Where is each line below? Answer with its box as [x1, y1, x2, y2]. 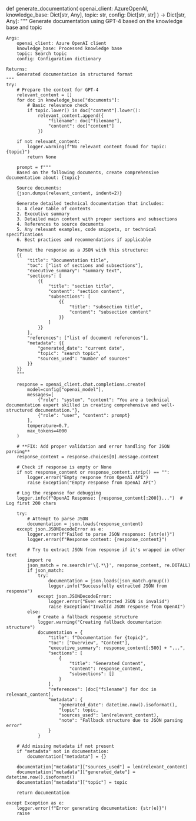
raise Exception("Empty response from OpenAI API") [27, 480, 157, 486]
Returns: [6, 66, 28, 72]
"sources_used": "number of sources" [37, 356, 131, 361]
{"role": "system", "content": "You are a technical [37, 397, 170, 403]
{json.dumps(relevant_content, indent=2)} [16, 190, 122, 196]
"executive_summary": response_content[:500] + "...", [48, 645, 185, 651]
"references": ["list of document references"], [27, 335, 149, 341]
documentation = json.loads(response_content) [27, 521, 144, 527]
